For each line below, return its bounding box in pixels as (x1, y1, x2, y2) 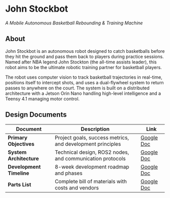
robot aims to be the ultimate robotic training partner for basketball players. (5, 64, 162, 70)
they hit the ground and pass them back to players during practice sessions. (5, 53, 164, 59)
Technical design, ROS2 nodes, (55, 148, 130, 155)
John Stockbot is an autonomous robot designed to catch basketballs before (5, 48, 165, 54)
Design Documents (5, 110, 67, 119)
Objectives (8, 140, 34, 147)
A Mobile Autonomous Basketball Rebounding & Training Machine (5, 20, 143, 26)
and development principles (55, 140, 121, 147)
